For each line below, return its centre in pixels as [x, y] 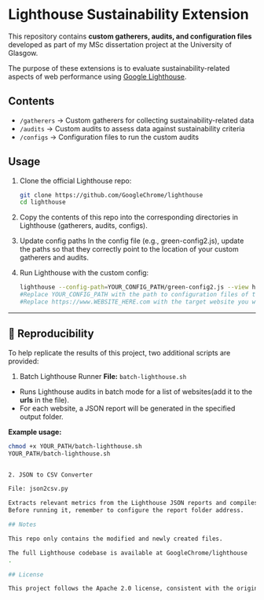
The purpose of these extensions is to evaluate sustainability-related [119, 68]
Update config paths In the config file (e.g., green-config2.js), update [132, 241]
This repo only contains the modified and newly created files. [115, 539]
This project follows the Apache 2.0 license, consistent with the [121, 589]
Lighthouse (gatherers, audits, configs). [83, 226]
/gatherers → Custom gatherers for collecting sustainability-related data [137, 120]
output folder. [42, 416]
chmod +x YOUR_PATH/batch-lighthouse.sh [75, 446]
